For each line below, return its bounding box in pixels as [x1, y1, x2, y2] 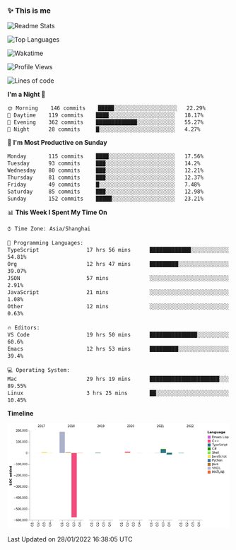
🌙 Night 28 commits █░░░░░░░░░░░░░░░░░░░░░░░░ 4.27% [7, 126, 201, 133]
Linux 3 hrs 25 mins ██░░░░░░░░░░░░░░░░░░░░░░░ [7, 390, 230, 397]
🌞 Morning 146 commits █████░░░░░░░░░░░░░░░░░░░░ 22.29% [7, 105, 206, 112]
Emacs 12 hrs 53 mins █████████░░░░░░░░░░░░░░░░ [7, 346, 230, 353]
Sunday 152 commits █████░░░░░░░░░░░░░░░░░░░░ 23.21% [7, 195, 203, 203]
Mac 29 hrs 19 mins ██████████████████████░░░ [7, 375, 230, 383]
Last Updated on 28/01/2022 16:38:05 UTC [7, 534, 133, 543]
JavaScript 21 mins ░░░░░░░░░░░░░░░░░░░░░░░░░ [7, 289, 230, 296]
